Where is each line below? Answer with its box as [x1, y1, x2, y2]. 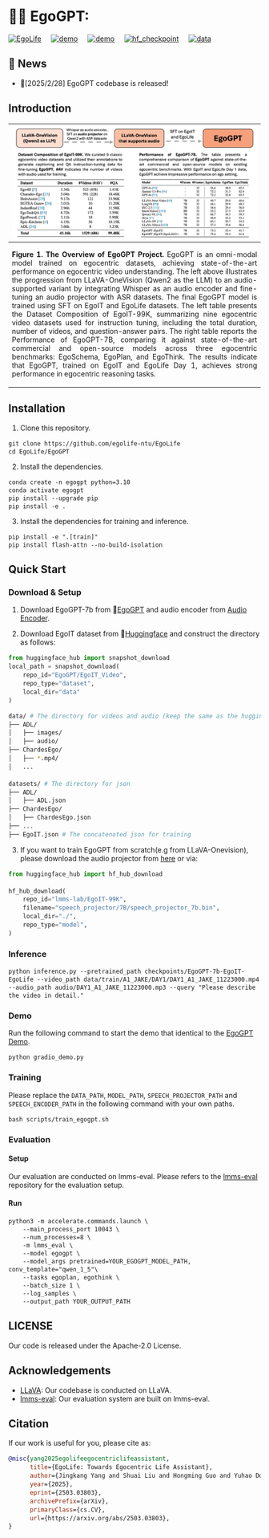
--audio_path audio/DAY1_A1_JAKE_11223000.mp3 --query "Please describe [8, 983, 256, 992]
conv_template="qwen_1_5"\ [8, 1266, 98, 1274]
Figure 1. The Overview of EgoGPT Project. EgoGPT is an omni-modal [11, 250, 258, 259]
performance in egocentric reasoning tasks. [11, 369, 156, 379]
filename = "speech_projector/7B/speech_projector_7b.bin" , [22, 904, 220, 912]
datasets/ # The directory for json [8, 779, 130, 787]
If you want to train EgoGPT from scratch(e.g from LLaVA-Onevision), [19, 844, 249, 854]
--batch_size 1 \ [22, 1282, 81, 1290]
